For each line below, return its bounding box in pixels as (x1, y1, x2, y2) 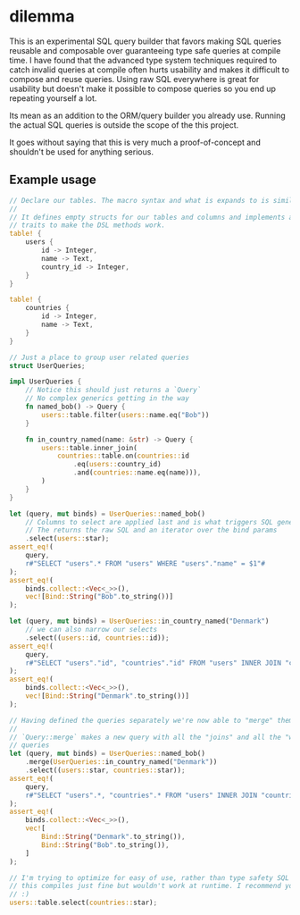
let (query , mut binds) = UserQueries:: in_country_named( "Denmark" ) (9, 617, 270, 626)
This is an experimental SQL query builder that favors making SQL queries (9, 36, 282, 46)
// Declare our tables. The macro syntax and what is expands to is (9, 196, 270, 205)
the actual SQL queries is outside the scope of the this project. (9, 119, 239, 130)
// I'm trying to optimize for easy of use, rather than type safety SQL (9, 873, 290, 882)
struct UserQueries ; (9, 361, 87, 370)
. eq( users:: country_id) (72, 460, 162, 469)
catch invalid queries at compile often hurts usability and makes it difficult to (9, 64, 290, 75)
